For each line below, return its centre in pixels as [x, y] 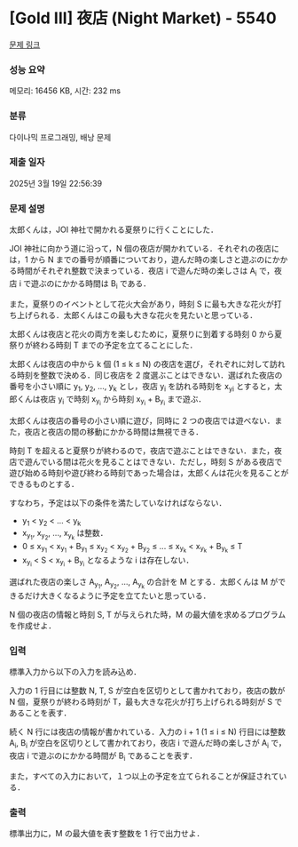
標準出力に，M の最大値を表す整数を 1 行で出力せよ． [107, 834]
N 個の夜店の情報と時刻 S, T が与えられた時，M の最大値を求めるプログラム [148, 614]
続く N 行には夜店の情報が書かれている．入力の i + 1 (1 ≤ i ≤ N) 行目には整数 [148, 732]
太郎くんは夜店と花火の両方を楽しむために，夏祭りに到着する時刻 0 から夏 [146, 333]
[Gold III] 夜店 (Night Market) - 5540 [143, 18]
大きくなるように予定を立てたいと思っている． [125, 595]
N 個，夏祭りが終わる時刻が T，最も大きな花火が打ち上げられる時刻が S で [146, 702]
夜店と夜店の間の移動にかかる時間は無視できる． [114, 431]
